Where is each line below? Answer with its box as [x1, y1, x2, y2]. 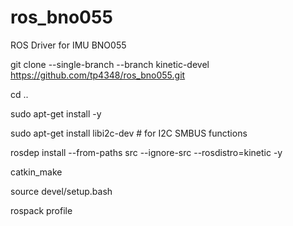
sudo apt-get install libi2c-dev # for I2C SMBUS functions [10, 127, 248, 139]
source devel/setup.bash [10, 185, 113, 197]
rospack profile [10, 204, 73, 216]
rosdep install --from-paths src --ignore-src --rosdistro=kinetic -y [10, 146, 283, 158]
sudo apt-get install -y [10, 107, 102, 120]
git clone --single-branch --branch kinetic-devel [10, 58, 210, 70]
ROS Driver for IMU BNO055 [10, 39, 127, 51]
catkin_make [10, 166, 63, 178]
